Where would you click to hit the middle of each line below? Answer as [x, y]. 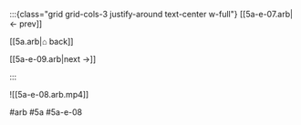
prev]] [31, 24]
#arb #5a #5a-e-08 [46, 112]
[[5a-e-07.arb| [266, 14]
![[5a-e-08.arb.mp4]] [49, 94]
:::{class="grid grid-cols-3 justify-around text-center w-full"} [124, 14]
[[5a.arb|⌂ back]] [42, 42]
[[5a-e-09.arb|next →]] [53, 59]
